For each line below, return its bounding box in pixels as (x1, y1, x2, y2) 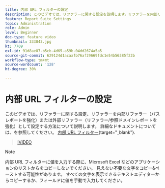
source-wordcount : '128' (5, 62, 56, 67)
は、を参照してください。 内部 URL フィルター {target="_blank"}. (5, 129, 136, 135)
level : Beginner (5, 30, 38, 35)
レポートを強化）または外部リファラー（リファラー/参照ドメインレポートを (5, 117, 158, 123)
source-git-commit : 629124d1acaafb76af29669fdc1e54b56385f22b (5, 53, 135, 58)
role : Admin (5, 26, 29, 31)
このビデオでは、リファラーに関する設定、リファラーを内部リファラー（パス (5, 111, 160, 117)
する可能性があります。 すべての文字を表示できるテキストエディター (18, 171, 156, 177)
